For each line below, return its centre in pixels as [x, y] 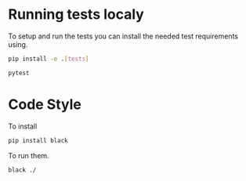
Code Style [45, 104]
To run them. [29, 155]
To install [23, 126]
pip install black [38, 140]
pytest [19, 73]
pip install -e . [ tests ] [49, 59]
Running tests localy [76, 14]
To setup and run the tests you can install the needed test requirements [123, 36]
